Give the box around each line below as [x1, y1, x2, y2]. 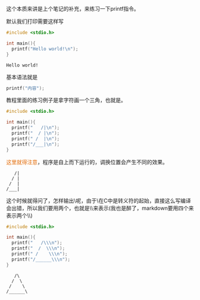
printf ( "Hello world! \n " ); [11, 46, 79, 52]
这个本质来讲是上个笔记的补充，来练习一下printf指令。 [6, 5, 140, 12]
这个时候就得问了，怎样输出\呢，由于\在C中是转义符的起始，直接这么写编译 [6, 197, 192, 204]
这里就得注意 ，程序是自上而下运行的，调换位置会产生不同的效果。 [6, 158, 168, 165]
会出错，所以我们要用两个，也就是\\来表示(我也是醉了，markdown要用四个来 [6, 204, 194, 211]
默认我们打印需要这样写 [6, 18, 64, 25]
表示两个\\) [6, 211, 33, 219]
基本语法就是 [6, 73, 37, 80]
